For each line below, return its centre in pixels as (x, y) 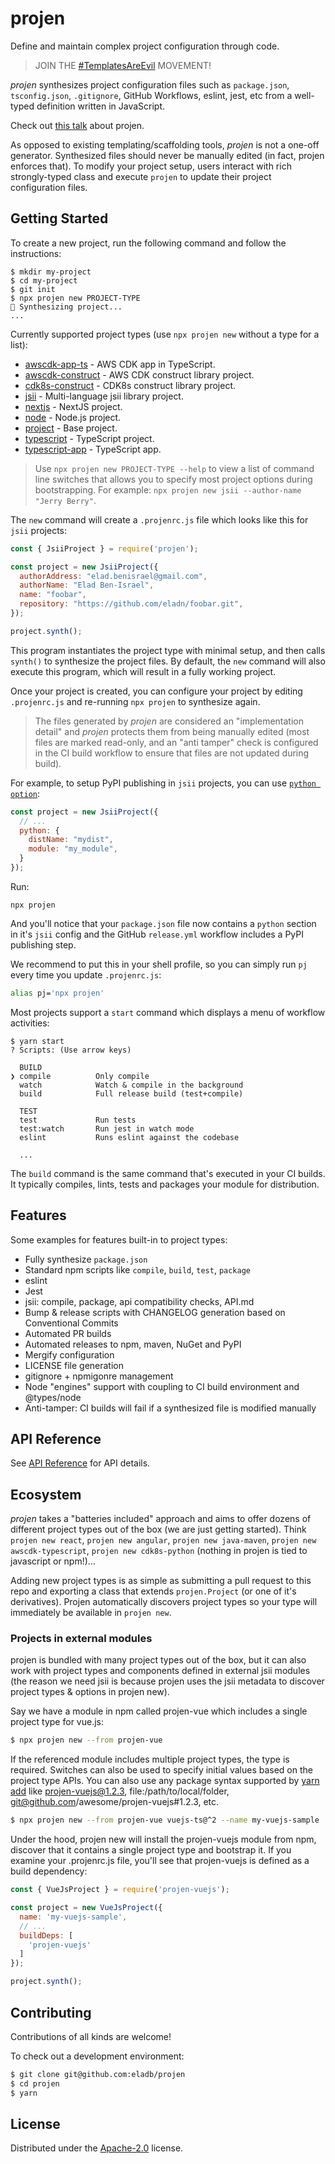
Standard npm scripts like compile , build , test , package (138, 1269)
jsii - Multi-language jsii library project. (104, 396)
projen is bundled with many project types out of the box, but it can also (158, 1660)
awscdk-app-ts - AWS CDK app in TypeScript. (120, 364)
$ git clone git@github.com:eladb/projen (98, 2074)
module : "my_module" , (73, 849)
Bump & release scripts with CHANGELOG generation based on (155, 1312)
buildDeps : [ (46, 1935)
